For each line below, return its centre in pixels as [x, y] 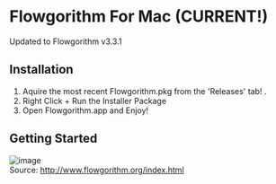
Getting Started [53, 139]
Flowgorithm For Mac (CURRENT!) [139, 17]
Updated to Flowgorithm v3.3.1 [66, 41]
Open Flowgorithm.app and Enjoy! [85, 110]
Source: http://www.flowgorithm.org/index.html [97, 170]
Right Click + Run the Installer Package [94, 101]
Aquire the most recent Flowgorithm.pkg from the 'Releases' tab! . [144, 91]
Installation [41, 70]
